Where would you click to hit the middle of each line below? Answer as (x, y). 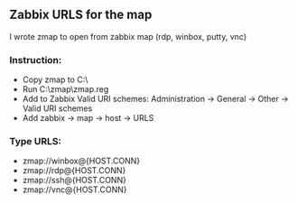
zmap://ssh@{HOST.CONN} (74, 181)
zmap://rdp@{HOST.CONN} (74, 171)
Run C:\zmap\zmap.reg (65, 89)
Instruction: (36, 60)
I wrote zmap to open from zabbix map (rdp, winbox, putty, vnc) (128, 36)
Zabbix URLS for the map (81, 15)
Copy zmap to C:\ (55, 79)
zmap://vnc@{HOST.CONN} (74, 190)
